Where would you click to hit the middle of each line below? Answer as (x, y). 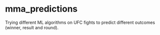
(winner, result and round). (32, 27)
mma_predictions (41, 9)
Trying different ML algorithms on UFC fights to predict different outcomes (80, 22)
